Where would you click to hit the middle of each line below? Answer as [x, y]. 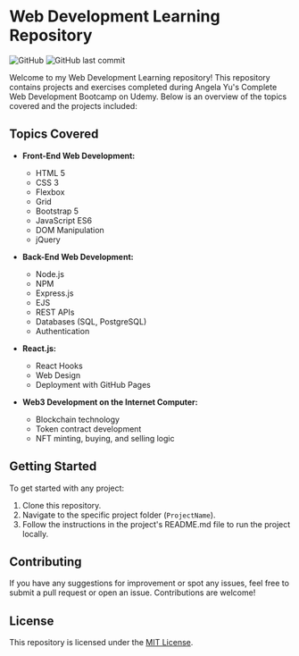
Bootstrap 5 [57, 211]
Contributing [46, 562]
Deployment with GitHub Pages [93, 384]
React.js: [39, 348]
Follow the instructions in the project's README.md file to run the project [156, 524]
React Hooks [59, 366]
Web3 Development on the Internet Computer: [110, 402]
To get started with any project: [67, 488]
